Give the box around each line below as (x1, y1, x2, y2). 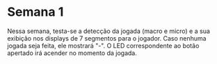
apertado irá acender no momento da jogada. (7, 49, 137, 57)
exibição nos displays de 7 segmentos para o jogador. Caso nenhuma (7, 34, 207, 42)
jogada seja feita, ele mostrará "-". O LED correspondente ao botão (7, 41, 200, 50)
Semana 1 (7, 4, 64, 20)
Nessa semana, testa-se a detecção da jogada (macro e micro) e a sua (7, 27, 211, 35)
